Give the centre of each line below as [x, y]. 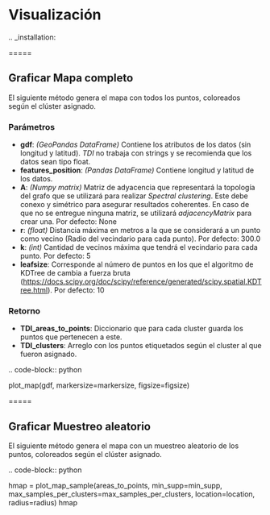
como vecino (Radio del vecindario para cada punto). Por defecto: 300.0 [140, 239]
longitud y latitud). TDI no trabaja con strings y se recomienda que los [136, 153]
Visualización [55, 15]
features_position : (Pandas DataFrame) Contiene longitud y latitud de [137, 170]
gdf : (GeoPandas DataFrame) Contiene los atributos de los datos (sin [135, 145]
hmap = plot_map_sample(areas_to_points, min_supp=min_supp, [116, 486]
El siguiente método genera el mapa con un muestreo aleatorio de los [124, 446]
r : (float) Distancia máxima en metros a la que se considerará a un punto [140, 231]
